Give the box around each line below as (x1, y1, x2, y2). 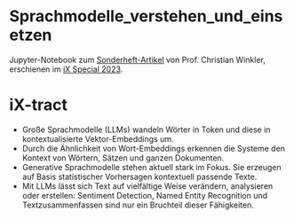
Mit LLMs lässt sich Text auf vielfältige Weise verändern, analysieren (21, 180, 274, 192)
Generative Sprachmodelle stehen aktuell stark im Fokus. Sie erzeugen (21, 161, 282, 172)
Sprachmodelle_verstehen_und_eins (9, 6, 283, 27)
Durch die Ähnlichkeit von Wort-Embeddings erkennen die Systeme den (21, 143, 286, 153)
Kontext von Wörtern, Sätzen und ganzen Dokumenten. (21, 153, 225, 163)
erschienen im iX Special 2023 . (9, 64, 123, 74)
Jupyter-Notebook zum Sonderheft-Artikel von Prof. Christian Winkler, (9, 54, 266, 65)
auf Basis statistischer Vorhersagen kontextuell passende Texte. (21, 171, 258, 182)
